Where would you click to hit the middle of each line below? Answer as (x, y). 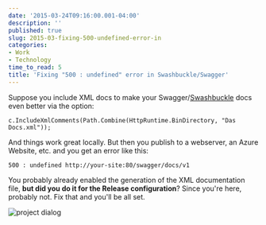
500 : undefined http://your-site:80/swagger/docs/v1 (99, 165)
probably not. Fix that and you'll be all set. (77, 196)
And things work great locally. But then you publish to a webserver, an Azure (133, 142)
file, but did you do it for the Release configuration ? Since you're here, (125, 188)
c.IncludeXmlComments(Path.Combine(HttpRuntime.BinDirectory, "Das (122, 120)
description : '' (35, 23)
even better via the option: (51, 106)
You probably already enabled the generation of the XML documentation (127, 180)
